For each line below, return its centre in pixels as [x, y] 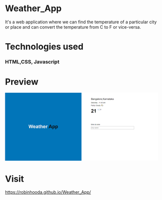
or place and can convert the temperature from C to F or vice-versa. [73, 27]
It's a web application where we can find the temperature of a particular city [81, 22]
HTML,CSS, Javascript [32, 62]
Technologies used [44, 47]
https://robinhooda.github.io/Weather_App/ [48, 192]
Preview [22, 82]
